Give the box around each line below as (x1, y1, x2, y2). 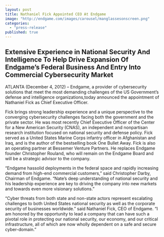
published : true (5, 30, 38, 35)
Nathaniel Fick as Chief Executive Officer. (5, 99, 89, 105)
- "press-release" (9, 25, 47, 30)
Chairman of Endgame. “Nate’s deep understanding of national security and (5, 175, 158, 181)
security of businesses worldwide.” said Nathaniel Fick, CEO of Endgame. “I (5, 206, 158, 212)
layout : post (5, 7, 32, 12)
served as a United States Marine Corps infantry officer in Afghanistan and (5, 135, 156, 141)
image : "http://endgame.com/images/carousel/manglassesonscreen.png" (5, 16, 150, 21)
